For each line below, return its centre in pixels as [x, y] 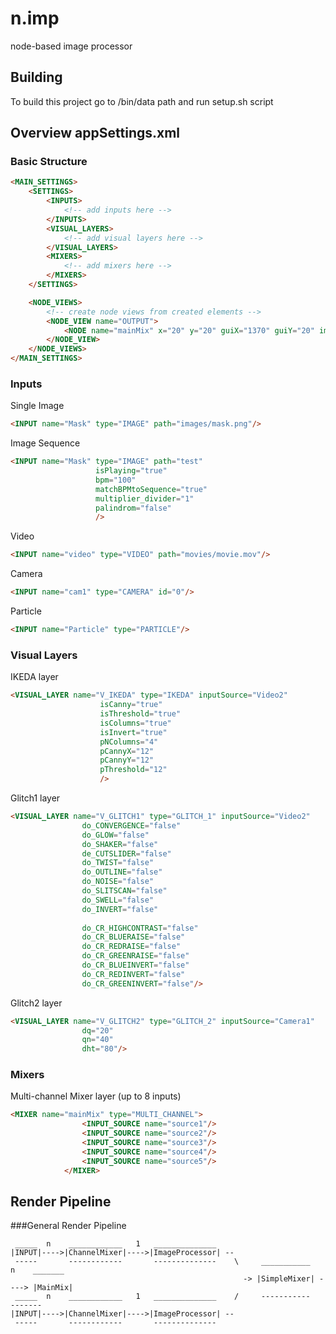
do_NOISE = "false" [118, 882]
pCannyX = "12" [127, 751]
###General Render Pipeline [68, 1226]
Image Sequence [45, 443]
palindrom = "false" [133, 508]
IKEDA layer [34, 677]
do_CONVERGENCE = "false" [131, 825]
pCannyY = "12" [127, 760]
